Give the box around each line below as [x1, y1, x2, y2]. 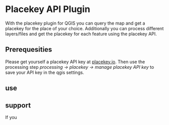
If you [5, 114, 18, 120]
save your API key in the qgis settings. [5, 69, 84, 75]
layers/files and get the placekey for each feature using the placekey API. [5, 31, 157, 37]
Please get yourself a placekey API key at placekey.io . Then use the [5, 59, 145, 65]
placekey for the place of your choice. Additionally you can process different [5, 25, 164, 31]
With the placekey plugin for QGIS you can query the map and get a [5, 20, 145, 26]
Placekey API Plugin [5, 4, 91, 15]
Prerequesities [5, 45, 52, 54]
